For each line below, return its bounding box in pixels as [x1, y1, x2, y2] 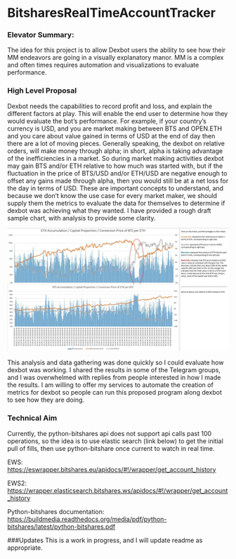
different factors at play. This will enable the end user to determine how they [7, 109, 228, 117]
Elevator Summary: [7, 30, 74, 40]
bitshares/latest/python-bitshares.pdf [7, 522, 116, 531]
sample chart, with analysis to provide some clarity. [7, 213, 156, 222]
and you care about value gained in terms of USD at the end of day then [7, 131, 216, 140]
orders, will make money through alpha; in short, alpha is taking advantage [7, 146, 223, 155]
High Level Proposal [7, 86, 77, 96]
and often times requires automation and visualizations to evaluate [7, 61, 199, 70]
